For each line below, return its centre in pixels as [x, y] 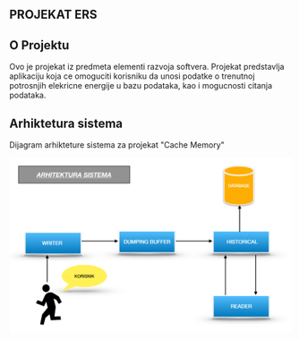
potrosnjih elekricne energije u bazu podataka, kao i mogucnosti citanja [141, 86]
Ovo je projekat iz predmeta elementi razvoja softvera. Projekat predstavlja [147, 67]
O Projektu [39, 45]
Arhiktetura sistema [66, 123]
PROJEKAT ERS [53, 15]
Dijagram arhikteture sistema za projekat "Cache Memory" [117, 145]
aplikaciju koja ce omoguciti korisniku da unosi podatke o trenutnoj [132, 76]
